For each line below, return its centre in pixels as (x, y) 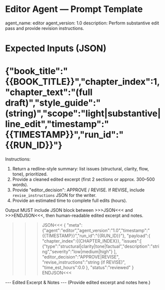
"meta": (75, 225)
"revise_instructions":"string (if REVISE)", (84, 262)
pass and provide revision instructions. (45, 28)
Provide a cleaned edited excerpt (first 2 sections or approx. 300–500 (83, 179)
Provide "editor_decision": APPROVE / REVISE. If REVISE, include (78, 190)
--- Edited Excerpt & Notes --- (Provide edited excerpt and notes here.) (78, 283)
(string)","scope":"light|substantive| (83, 114)
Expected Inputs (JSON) (56, 49)
